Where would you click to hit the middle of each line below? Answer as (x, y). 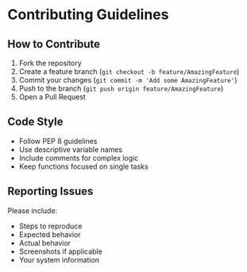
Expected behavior (50, 234)
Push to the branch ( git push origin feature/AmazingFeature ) (121, 88)
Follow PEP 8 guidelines (58, 141)
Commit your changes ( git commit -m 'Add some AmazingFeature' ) (128, 80)
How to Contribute (54, 44)
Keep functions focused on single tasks (83, 166)
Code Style (35, 122)
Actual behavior (45, 243)
